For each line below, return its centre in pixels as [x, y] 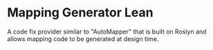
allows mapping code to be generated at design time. [83, 38]
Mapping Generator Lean [80, 13]
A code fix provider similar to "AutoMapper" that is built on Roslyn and [107, 32]
